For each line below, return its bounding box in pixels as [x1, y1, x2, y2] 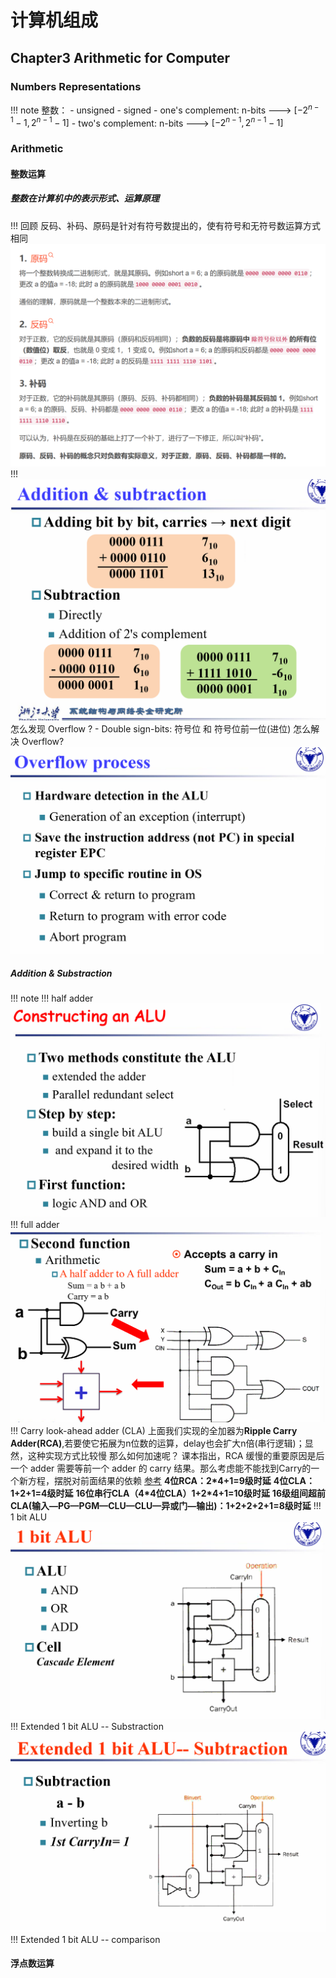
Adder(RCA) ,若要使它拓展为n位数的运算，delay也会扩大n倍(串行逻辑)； [10, 1437, 305, 1450]
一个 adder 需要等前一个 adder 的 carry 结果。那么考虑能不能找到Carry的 [10, 1462, 312, 1475]
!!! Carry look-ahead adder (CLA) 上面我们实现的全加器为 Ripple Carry [10, 1425, 298, 1437]
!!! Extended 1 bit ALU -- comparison [10, 1933, 161, 1945]
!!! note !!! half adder [10, 992, 94, 1005]
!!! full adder [10, 1218, 60, 1230]
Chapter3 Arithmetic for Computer [10, 49, 231, 66]
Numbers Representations [10, 79, 142, 93]
